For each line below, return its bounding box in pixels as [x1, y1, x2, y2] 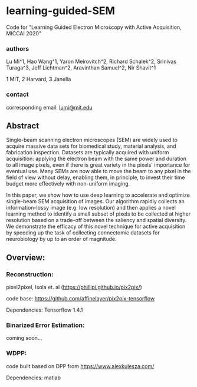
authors [6, 44, 29, 52]
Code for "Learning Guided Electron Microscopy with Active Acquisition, [6, 24, 182, 31]
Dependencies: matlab [6, 374, 61, 381]
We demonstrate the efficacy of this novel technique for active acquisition [6, 223, 186, 230]
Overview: [6, 252, 45, 263]
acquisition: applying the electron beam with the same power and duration [6, 155, 187, 163]
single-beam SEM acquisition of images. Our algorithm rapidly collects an [6, 198, 185, 205]
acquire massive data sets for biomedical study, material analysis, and [6, 143, 176, 150]
